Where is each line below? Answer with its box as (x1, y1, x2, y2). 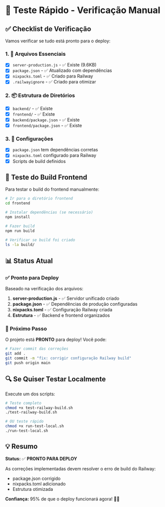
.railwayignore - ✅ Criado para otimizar (12, 79, 97, 85)
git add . (5, 351, 26, 356)
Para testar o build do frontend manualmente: (5, 186, 100, 193)
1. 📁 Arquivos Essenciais (5, 50, 66, 57)
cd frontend (5, 201, 30, 206)
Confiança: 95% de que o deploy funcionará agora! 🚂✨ (5, 495, 120, 502)
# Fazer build (5, 223, 35, 228)
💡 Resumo (5, 442, 38, 451)
